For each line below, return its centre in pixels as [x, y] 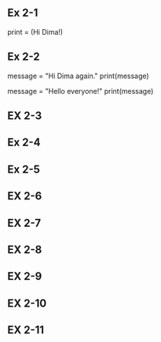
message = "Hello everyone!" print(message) [80, 91]
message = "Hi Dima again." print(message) [79, 76]
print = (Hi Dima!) [35, 32]
